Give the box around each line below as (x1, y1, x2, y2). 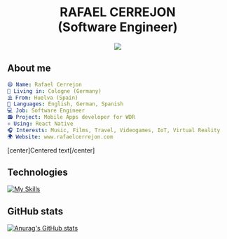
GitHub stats (7, 205, 64, 217)
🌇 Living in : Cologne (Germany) (7, 87, 102, 95)
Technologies (7, 167, 69, 179)
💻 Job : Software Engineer (7, 107, 85, 115)
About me (7, 63, 51, 75)
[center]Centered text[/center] (7, 146, 95, 155)
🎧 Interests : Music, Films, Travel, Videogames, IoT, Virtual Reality (7, 127, 221, 134)
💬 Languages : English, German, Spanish (7, 101, 124, 108)
